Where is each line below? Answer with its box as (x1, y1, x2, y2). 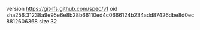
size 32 (38, 18, 57, 25)
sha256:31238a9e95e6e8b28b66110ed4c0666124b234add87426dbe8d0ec (6, 11, 195, 19)
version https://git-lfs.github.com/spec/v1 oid (6, 5, 118, 12)
